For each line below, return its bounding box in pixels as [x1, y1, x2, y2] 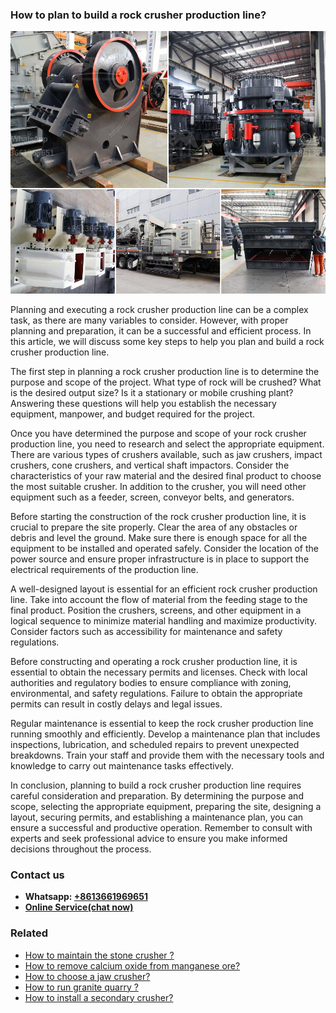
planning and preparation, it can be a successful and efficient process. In [10, 324, 312, 337]
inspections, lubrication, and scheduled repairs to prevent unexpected [10, 738, 300, 750]
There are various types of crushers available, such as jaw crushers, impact [10, 448, 323, 460]
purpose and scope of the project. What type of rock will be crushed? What [10, 376, 322, 388]
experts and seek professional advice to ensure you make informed [10, 832, 288, 844]
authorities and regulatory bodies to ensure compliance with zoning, [10, 676, 292, 688]
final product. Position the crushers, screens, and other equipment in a [10, 604, 302, 616]
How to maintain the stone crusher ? [24, 949, 175, 961]
